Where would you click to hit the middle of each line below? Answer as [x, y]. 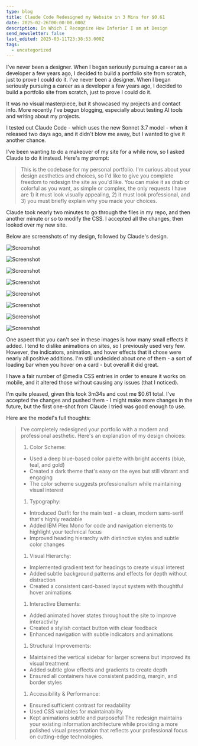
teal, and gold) [47, 464]
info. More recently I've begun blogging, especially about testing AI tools [95, 109]
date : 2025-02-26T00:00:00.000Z [46, 22]
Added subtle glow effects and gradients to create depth [98, 670]
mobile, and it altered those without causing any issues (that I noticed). [92, 382]
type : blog [20, 12]
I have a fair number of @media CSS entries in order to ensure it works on [96, 376]
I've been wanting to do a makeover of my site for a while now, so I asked [95, 151]
